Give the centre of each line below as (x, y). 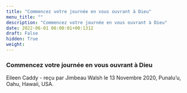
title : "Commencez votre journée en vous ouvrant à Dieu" (79, 11)
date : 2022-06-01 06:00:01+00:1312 (50, 28)
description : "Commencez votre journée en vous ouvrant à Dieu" (87, 22)
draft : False (22, 34)
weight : (16, 45)
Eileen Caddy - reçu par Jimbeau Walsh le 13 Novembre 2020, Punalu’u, (94, 78)
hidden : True (22, 39)
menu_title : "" (25, 17)
